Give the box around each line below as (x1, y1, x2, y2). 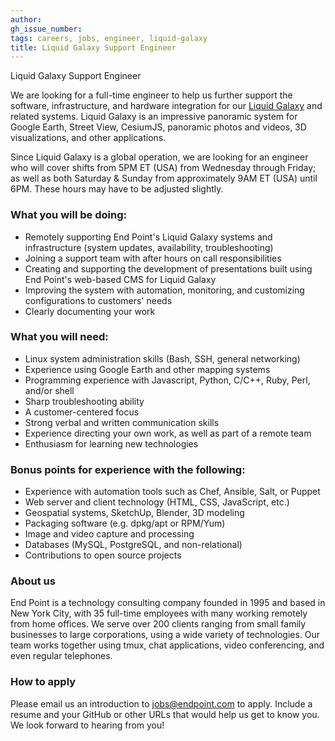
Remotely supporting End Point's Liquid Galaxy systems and (24, 231, 273, 243)
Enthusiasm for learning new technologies (24, 437, 199, 450)
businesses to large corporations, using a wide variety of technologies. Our (10, 629, 321, 641)
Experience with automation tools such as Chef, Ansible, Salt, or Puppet (24, 486, 321, 498)
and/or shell (24, 384, 75, 396)
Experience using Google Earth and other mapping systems (24, 363, 271, 375)
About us (10, 574, 56, 588)
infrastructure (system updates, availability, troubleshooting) (24, 241, 274, 253)
